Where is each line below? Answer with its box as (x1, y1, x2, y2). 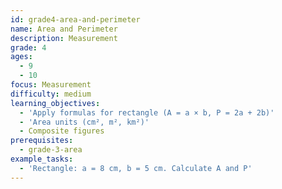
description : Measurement (10, 33, 118, 43)
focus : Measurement (10, 80, 92, 90)
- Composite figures (19, 126, 105, 136)
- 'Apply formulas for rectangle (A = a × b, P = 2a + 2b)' (19, 107, 275, 118)
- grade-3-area (19, 145, 83, 155)
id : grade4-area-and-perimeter (10, 14, 141, 25)
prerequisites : (10, 136, 74, 146)
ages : (10, 52, 33, 62)
